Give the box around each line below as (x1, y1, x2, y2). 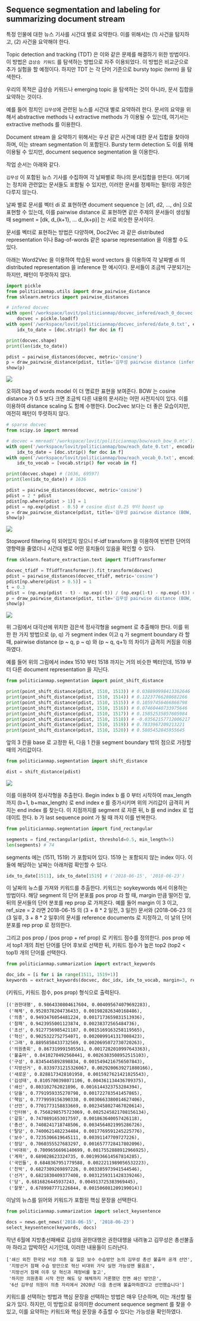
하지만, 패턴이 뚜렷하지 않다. (6, 271, 71, 278)
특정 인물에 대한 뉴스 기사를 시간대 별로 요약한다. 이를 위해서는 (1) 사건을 (6, 30, 174, 38)
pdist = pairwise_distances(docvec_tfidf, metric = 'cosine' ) (6, 573, 159, 579)
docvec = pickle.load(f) (17, 316, 79, 322)
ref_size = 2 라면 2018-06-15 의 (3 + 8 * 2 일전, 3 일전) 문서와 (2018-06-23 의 (6, 907, 192, 914)
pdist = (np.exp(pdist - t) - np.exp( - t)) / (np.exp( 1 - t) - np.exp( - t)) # (6, 589, 196, 596)
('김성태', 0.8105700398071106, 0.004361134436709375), (8, 1078, 147, 1084)
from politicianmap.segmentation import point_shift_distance (6, 678, 164, 684)
